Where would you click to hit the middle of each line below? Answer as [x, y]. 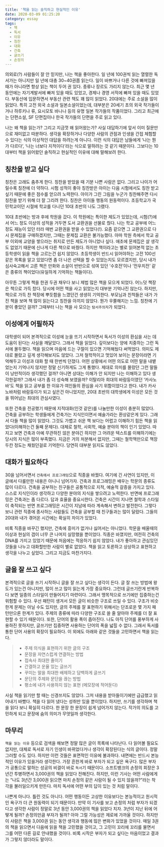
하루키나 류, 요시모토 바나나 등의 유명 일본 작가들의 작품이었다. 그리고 [80, 111]
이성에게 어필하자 [30, 324]
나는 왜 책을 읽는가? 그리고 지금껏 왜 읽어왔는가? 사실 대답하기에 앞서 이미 [75, 128]
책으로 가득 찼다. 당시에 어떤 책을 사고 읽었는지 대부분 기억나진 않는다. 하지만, [84, 289]
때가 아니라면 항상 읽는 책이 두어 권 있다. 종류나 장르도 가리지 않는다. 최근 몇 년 [80, 87]
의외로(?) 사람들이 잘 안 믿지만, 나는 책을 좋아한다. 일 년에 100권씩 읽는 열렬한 [79, 75]
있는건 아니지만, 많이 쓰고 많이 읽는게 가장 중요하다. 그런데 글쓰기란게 [80, 589]
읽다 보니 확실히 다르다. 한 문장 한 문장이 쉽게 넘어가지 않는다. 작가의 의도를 [82, 707]
